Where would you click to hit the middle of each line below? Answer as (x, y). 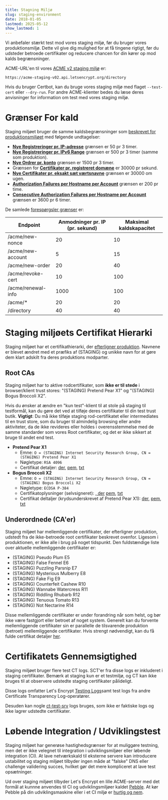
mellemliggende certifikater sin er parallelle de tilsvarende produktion (77, 625)
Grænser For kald (42, 118)
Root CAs (20, 373)
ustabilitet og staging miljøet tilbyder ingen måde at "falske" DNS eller (77, 761)
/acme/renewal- (27, 288)
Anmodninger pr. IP (82, 222)
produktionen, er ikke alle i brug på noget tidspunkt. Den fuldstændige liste (82, 542)
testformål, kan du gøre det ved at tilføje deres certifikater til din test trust (80, 411)
